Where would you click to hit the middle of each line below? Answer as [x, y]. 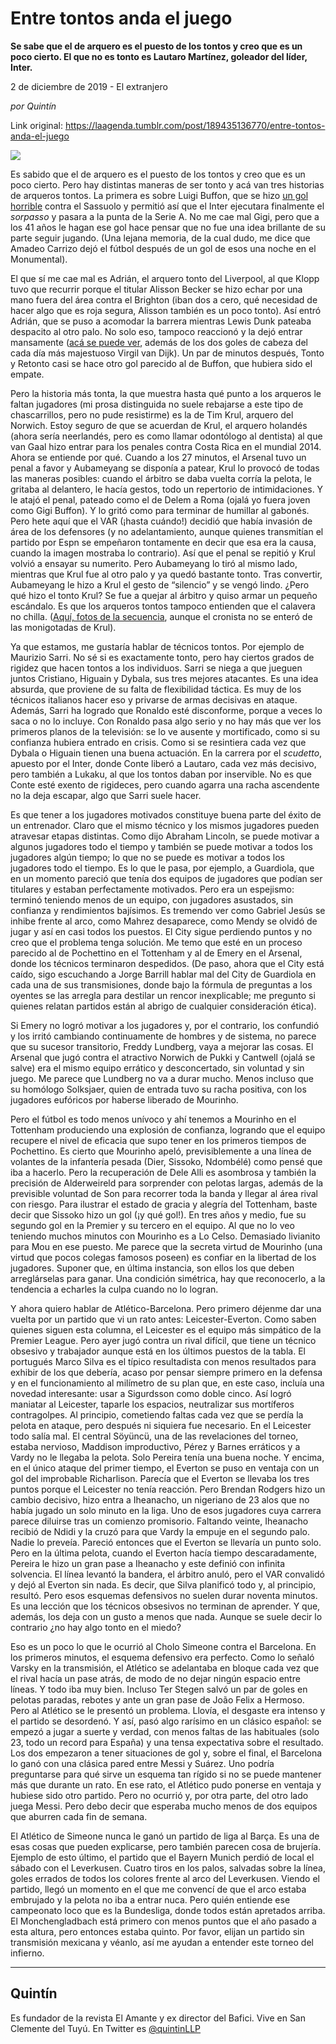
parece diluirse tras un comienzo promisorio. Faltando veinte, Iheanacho [159, 1521]
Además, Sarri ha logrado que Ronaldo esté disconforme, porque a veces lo [166, 710]
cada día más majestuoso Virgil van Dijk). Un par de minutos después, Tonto [167, 353]
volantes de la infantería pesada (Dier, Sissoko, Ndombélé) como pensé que [166, 1161]
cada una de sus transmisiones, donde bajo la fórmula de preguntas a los [161, 984]
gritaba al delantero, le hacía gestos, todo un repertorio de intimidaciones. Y [167, 489]
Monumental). [39, 259]
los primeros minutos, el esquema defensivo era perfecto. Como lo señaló [162, 1657]
